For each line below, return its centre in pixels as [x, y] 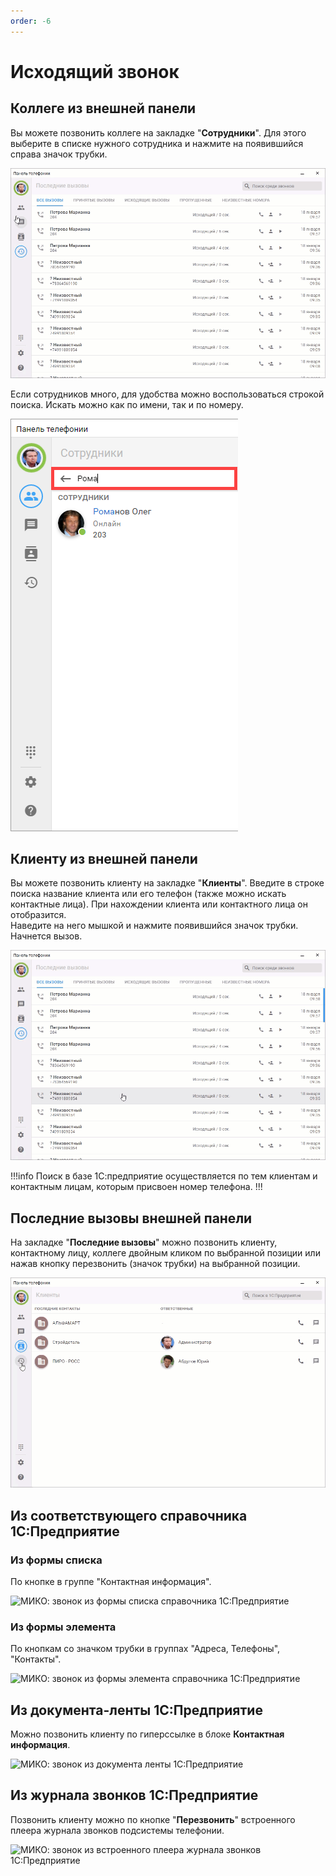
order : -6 [31, 21]
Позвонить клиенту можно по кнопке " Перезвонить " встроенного [153, 1819]
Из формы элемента [63, 1627]
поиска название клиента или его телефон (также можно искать [148, 894]
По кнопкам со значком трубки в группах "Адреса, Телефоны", [145, 1649]
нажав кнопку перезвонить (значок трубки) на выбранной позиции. [155, 1264]
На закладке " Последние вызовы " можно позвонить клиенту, [144, 1242]
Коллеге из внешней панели [103, 108]
